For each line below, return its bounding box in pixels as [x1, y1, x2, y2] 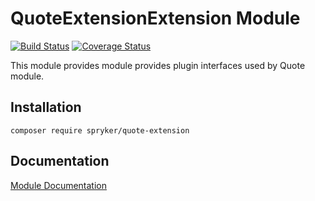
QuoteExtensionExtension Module [10, 7, 301, 30]
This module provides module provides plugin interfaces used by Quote [10, 59, 306, 71]
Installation [10, 99, 82, 116]
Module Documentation [10, 179, 107, 191]
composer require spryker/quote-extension [10, 125, 190, 136]
